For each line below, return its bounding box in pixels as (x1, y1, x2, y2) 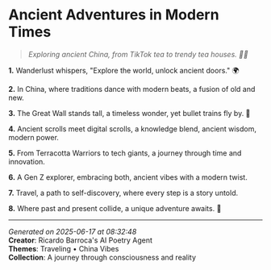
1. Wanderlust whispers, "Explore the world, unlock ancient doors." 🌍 (8, 65, 240, 75)
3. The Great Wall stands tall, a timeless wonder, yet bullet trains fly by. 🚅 (8, 108, 251, 118)
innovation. (8, 156, 46, 166)
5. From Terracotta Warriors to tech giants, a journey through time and (8, 147, 242, 158)
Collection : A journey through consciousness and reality (8, 252, 196, 262)
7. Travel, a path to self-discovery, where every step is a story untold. (8, 188, 239, 197)
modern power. (8, 132, 59, 142)
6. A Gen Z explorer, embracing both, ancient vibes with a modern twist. (8, 172, 248, 182)
